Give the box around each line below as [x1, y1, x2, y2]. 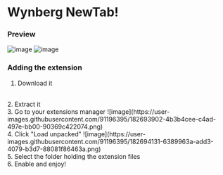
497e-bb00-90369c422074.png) [7, 122, 103, 131]
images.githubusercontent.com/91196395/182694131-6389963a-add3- [7, 137, 214, 145]
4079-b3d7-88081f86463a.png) [7, 145, 101, 153]
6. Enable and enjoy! [7, 160, 67, 168]
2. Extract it [7, 100, 41, 108]
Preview [7, 30, 36, 39]
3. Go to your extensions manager [7, 107, 106, 116]
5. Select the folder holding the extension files [7, 152, 141, 160]
